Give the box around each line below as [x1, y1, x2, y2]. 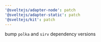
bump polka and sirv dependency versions [5, 31, 96, 37]
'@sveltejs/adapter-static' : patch [5, 12, 81, 17]
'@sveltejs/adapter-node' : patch [5, 7, 76, 13]
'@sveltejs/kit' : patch [5, 17, 56, 22]
